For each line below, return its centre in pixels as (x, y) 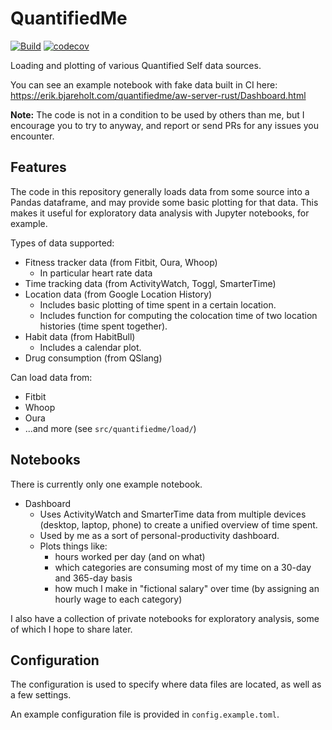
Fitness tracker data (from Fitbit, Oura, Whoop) (121, 262)
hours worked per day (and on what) (130, 556)
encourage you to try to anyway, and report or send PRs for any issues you (165, 125)
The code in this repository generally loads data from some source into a (160, 191)
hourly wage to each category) (118, 599)
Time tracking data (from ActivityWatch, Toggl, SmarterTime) (150, 283)
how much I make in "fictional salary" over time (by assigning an (187, 588)
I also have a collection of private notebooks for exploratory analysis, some (165, 618)
